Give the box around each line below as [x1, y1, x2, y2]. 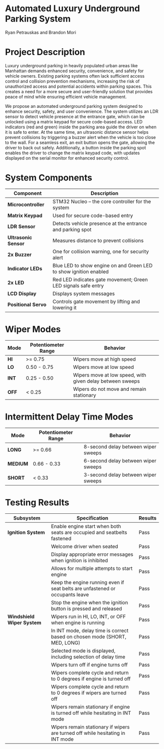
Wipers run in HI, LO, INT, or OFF [51, 613, 126, 620]
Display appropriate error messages [51, 551, 133, 558]
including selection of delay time [51, 653, 125, 660]
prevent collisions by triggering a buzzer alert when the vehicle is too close [5, 134, 156, 140]
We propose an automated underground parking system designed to [5, 103, 143, 109]
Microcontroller [7, 201, 45, 208]
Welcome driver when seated [51, 543, 119, 549]
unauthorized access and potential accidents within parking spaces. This [5, 83, 152, 89]
